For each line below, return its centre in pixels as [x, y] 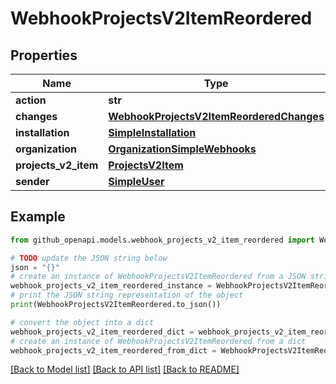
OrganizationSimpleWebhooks [182, 149]
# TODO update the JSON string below [89, 258]
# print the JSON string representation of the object [127, 295]
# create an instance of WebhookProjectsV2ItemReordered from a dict [158, 341]
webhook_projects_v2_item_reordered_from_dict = [113, 350]
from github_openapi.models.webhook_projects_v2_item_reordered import [162, 240]
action [31, 100]
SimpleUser [136, 181]
